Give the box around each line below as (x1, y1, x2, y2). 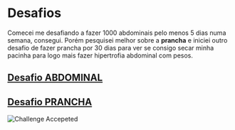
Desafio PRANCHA (7, 96, 93, 108)
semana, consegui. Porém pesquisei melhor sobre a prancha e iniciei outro (7, 36, 228, 44)
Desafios (7, 5, 62, 21)
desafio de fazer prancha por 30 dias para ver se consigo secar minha (7, 43, 214, 52)
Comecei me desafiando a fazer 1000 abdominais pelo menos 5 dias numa (7, 28, 226, 37)
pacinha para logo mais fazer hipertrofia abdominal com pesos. (7, 51, 194, 60)
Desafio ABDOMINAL (7, 72, 103, 84)
